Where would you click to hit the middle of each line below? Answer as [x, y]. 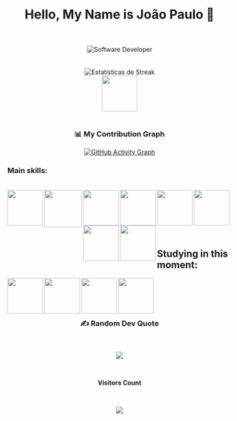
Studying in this [193, 254]
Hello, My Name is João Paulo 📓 [120, 15]
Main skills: [27, 171]
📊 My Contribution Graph [120, 134]
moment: [177, 265]
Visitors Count [120, 383]
